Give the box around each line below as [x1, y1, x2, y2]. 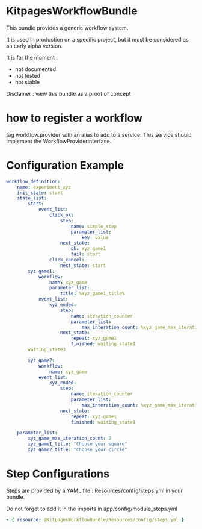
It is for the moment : [6, 54, 58, 61]
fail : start [70, 251, 101, 257]
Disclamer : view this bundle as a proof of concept [6, 90, 131, 97]
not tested [14, 72, 41, 79]
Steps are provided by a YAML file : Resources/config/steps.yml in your [6, 487, 183, 494]
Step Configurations [6, 467, 110, 481]
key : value [81, 234, 109, 240]
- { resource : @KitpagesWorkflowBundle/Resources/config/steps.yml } [6, 516, 185, 522]
